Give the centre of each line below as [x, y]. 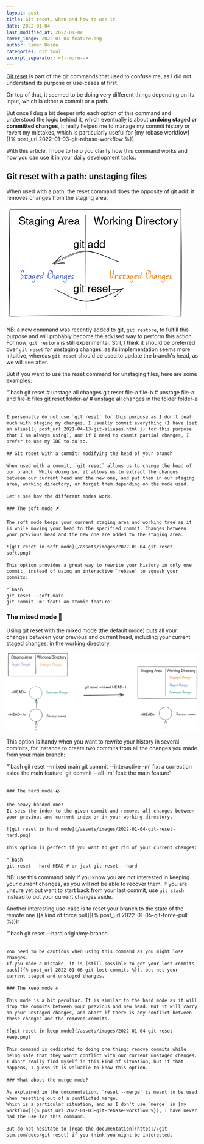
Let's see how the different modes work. [60, 496]
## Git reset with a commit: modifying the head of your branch [90, 453]
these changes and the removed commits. [58, 1019]
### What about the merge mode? [47, 1080]
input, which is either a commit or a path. [58, 101]
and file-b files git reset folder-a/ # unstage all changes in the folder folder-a [102, 399]
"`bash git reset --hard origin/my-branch [57, 933]
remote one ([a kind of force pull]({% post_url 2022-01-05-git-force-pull [97, 915]
